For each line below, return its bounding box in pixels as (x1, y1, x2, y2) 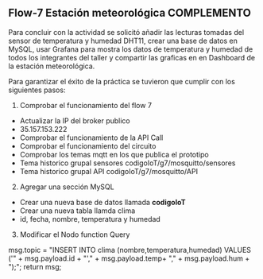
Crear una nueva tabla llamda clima (19, 206, 136, 215)
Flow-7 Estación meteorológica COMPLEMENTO (8, 6, 252, 20)
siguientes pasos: (8, 85, 66, 95)
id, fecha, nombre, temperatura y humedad (19, 214, 161, 223)
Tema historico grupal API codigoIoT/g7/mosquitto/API (19, 166, 199, 176)
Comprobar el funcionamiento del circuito (19, 141, 157, 150)
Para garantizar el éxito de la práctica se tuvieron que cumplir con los (8, 76, 236, 86)
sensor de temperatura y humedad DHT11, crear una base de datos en (8, 36, 238, 45)
